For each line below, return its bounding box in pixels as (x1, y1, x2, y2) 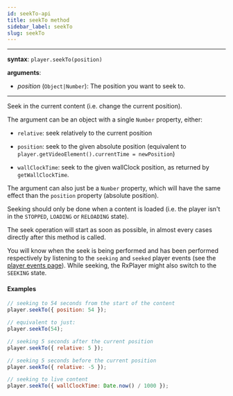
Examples (7, 284, 37, 292)
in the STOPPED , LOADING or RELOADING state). (7, 213, 130, 221)
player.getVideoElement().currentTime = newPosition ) (17, 150, 175, 158)
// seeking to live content (7, 376, 89, 383)
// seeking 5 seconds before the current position (7, 357, 157, 364)
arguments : (7, 69, 42, 77)
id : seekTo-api (7, 10, 51, 17)
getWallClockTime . (17, 171, 69, 179)
